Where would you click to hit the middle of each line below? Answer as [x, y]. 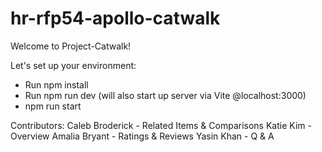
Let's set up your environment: [73, 65]
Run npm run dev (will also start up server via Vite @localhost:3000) [165, 95]
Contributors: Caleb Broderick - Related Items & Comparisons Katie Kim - [161, 125]
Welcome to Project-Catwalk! [71, 46]
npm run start [53, 106]
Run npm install [56, 84]
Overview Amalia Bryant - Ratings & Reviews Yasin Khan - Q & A [142, 136]
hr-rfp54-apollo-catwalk [115, 18]
